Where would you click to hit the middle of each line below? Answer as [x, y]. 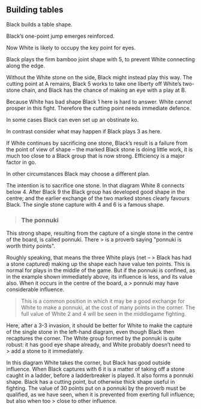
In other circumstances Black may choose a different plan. [78, 174]
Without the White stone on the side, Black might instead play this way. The [99, 77]
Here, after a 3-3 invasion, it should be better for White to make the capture [100, 326]
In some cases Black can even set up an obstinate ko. [73, 120]
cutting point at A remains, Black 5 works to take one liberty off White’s [94, 83]
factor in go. [21, 162]
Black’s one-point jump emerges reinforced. [61, 36]
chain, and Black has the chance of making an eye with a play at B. [104, 90]
